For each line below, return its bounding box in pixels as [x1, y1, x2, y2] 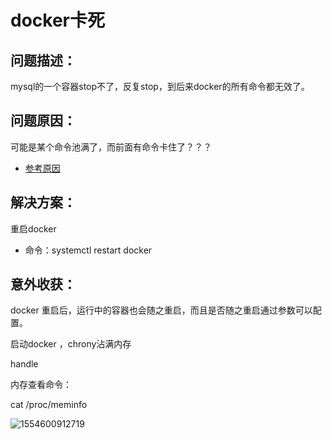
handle [10, 358, 39, 370]
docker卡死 [10, 9, 105, 32]
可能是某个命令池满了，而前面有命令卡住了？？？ [10, 141, 212, 153]
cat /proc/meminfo [10, 399, 88, 411]
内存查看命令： [10, 379, 72, 391]
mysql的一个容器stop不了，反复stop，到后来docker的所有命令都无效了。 [10, 81, 310, 92]
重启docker [10, 222, 57, 235]
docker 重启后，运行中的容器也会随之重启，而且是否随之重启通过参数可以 [10, 304, 313, 316]
